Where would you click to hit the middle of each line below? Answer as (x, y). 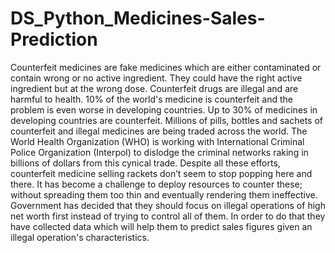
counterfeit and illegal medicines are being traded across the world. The (159, 131)
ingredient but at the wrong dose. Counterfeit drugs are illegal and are (154, 88)
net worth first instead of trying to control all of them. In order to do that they (168, 216)
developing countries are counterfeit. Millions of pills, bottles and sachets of (166, 120)
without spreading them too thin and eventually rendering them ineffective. (164, 194)
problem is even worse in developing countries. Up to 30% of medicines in (164, 109)
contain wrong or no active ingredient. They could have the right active (156, 78)
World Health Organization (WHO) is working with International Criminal (157, 141)
